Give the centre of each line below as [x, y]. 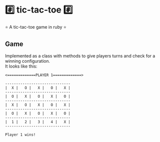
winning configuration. [27, 61]
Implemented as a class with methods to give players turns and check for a [80, 56]
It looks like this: [21, 66]
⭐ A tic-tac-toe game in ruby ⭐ [36, 27]
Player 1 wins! [20, 135]
